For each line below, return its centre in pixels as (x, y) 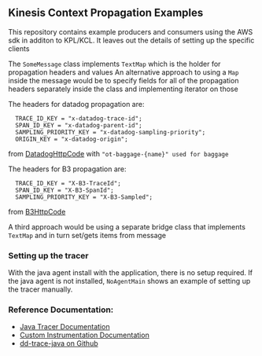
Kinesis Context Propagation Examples (106, 13)
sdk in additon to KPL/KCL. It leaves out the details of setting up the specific (131, 40)
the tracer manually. (41, 289)
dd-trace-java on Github (59, 343)
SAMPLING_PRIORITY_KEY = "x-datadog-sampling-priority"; (111, 132)
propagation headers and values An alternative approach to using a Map (124, 72)
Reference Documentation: (61, 310)
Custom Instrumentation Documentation (84, 335)
